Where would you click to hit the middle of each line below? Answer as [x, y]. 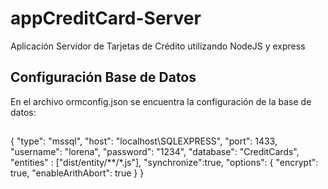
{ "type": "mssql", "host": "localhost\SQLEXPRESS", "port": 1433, [144, 141]
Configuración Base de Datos [103, 77]
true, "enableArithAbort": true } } [77, 173]
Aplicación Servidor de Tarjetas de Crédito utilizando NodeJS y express [158, 46]
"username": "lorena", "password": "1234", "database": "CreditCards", [155, 152]
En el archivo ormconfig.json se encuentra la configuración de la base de [161, 101]
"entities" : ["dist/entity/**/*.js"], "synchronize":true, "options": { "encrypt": [164, 163]
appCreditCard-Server [106, 18]
